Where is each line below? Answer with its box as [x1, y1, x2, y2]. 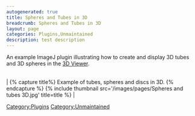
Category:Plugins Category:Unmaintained [6, 103, 110, 110]
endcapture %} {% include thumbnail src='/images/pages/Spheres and [6, 85, 184, 92]
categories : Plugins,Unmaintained [6, 31, 94, 37]
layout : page [6, 25, 39, 32]
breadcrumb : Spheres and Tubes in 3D [6, 20, 101, 26]
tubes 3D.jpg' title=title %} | [6, 91, 75, 98]
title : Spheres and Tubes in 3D [6, 14, 88, 21]
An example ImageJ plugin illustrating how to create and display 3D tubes [6, 54, 190, 60]
